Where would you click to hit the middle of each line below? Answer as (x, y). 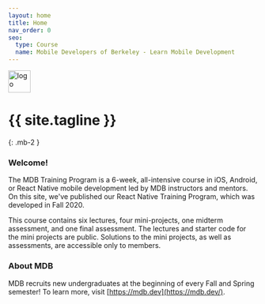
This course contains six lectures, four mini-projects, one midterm (116, 220)
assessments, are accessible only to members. (85, 246)
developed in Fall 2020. (46, 205)
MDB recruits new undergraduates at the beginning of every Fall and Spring (131, 283)
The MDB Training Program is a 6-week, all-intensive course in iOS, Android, (133, 180)
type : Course (37, 45)
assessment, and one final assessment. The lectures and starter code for (127, 229)
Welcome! (28, 163)
